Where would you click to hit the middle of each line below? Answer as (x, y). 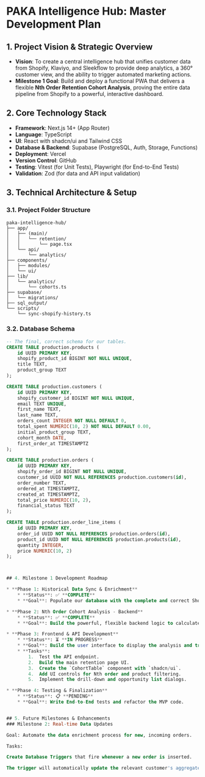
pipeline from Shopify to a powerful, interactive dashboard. (89, 94)
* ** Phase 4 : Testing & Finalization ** (57, 691)
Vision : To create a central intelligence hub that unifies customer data (103, 61)
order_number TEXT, (42, 483)
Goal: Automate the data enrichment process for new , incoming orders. (99, 735)
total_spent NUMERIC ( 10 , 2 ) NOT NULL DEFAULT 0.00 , (84, 427)
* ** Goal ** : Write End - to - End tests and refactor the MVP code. (101, 702)
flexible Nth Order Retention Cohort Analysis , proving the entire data (103, 87)
